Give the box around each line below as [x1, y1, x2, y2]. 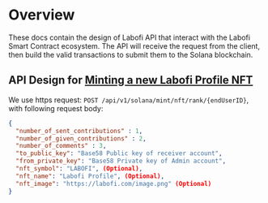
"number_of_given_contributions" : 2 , [15, 134, 147, 143]
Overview [8, 6, 75, 24]
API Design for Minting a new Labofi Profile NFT [8, 73, 253, 87]
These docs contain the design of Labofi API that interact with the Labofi [8, 32, 251, 42]
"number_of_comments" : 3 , [15, 142, 107, 150]
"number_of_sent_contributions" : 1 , [15, 127, 143, 135]
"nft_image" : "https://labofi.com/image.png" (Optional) [15, 179, 212, 188]
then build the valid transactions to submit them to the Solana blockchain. [8, 50, 253, 59]
